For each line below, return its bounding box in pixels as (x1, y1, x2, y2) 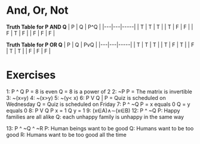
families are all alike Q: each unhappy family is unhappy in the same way (6, 113, 184, 120)
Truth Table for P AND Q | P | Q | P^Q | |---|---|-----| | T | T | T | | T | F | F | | (6, 23, 193, 30)
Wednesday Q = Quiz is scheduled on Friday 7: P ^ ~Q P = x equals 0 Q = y (6, 101, 190, 108)
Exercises (6, 68, 56, 82)
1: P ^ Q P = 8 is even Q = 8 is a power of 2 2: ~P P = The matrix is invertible (6, 87, 192, 95)
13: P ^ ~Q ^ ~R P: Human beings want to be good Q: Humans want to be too (6, 124, 194, 132)
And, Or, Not (6, 4, 69, 17)
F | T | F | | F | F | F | (6, 29, 56, 36)
